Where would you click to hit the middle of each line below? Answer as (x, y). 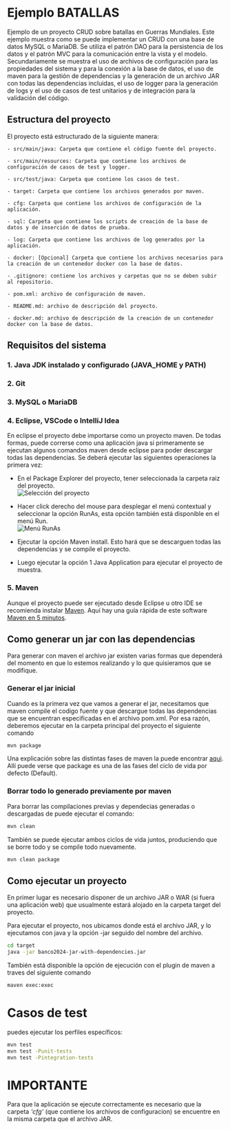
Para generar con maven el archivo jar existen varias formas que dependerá (115, 656)
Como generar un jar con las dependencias (101, 639)
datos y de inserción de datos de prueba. (69, 227)
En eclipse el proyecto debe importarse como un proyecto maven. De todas (114, 436)
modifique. (22, 671)
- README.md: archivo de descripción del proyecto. (83, 306)
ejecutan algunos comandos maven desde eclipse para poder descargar (110, 450)
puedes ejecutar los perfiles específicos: (65, 1032)
